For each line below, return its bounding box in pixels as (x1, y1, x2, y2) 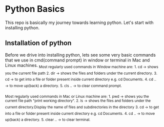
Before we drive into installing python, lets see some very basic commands (5, 52, 156, 58)
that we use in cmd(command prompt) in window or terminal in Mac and (5, 57, 150, 63)
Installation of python (5, 39, 72, 47)
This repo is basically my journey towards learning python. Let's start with (5, 20, 154, 25)
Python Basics (5, 3, 65, 15)
